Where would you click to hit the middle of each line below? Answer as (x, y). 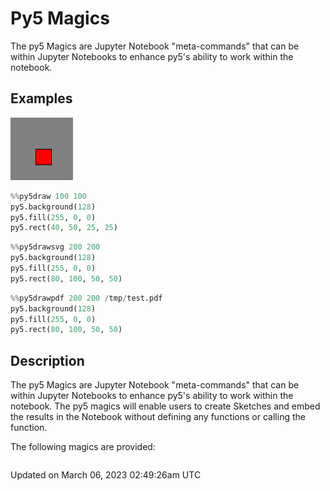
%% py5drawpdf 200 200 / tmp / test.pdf (86, 298)
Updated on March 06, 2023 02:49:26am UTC (106, 475)
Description (47, 360)
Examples (41, 98)
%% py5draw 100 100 (48, 196)
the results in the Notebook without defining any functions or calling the (158, 417)
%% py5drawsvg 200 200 (55, 247)
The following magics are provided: (83, 447)
